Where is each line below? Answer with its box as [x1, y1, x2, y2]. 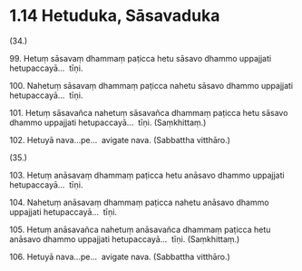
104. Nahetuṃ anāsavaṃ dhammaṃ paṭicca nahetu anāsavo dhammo [9, 197, 269, 208]
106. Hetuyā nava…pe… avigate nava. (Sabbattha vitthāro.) [9, 251, 231, 262]
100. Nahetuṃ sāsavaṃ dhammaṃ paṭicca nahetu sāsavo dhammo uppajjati [9, 80, 294, 91]
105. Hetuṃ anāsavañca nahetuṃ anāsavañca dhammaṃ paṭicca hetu [9, 224, 271, 235]
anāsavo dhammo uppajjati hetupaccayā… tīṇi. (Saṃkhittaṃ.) [9, 233, 240, 245]
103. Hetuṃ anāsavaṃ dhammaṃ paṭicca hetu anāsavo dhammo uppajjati [9, 169, 285, 180]
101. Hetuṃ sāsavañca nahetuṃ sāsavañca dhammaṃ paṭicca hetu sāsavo [9, 107, 288, 118]
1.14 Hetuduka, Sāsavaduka [9, 5, 220, 26]
